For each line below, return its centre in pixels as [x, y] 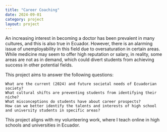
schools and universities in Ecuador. [43, 125]
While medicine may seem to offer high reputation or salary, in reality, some [84, 54]
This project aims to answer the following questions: [59, 75]
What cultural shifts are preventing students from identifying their [81, 93]
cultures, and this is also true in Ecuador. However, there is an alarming [79, 44]
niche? [12, 97]
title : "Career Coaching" [32, 10]
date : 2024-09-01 [23, 15]
